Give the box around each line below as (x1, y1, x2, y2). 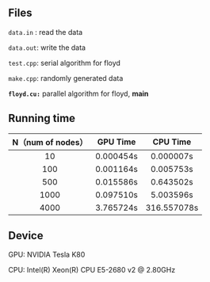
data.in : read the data (8, 27, 83, 36)
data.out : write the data (8, 43, 86, 52)
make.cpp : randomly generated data (8, 73, 124, 82)
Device (8, 229, 44, 242)
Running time (8, 112, 76, 125)
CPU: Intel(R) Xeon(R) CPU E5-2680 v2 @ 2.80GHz (8, 265, 176, 275)
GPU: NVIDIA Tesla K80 (8, 250, 86, 260)
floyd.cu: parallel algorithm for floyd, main (8, 89, 149, 98)
